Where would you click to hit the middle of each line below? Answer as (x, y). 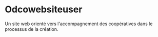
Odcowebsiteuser (44, 10)
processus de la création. (32, 29)
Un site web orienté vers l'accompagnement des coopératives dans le (79, 24)
